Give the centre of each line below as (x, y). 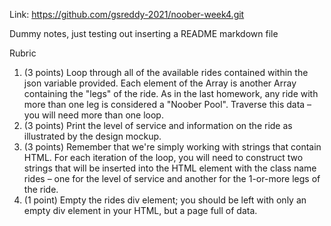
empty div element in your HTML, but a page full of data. (140, 210)
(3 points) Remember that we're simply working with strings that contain (172, 147)
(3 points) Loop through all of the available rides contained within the (166, 72)
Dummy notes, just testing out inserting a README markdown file (144, 33)
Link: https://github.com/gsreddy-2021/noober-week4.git (127, 14)
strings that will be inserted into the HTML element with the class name (170, 168)
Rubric (23, 53)
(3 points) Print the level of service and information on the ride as (158, 125)
